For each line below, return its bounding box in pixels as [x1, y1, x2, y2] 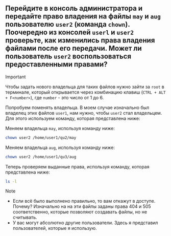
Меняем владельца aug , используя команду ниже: [5, 144, 115, 151]
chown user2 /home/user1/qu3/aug [5, 154, 77, 159]
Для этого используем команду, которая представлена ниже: [5, 115, 140, 121]
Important [5, 74, 26, 80]
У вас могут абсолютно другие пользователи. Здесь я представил [12, 220, 158, 226]
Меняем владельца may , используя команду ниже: [5, 125, 115, 131]
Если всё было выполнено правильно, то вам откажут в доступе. [12, 198, 156, 204]
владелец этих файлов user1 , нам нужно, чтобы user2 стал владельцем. [5, 110, 162, 116]
